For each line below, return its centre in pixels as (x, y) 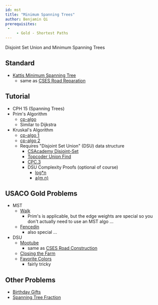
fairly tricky (39, 264)
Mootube (29, 243)
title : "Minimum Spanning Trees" (40, 15)
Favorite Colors (36, 259)
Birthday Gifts (27, 292)
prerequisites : (21, 24)
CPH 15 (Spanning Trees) (38, 108)
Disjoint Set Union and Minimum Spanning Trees (55, 47)
